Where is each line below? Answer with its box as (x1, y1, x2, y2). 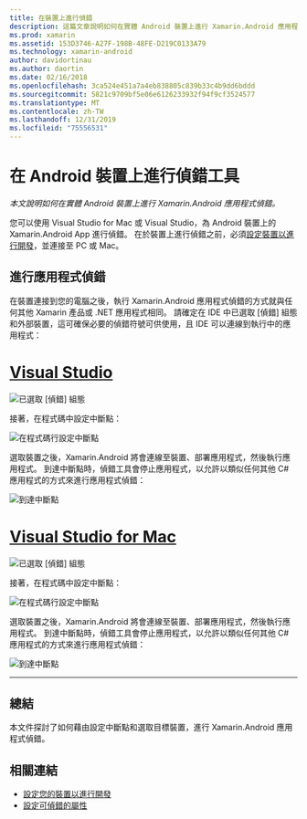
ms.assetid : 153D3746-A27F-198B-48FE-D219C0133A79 (9, 38, 206, 48)
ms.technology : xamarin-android (9, 47, 132, 57)
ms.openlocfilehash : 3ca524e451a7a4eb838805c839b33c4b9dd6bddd (9, 81, 256, 90)
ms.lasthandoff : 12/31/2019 (9, 115, 117, 124)
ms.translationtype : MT (9, 98, 101, 108)
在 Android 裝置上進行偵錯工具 (9, 166, 240, 187)
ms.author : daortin (9, 65, 84, 74)
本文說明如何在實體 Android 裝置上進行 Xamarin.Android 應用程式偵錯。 (9, 197, 281, 208)
